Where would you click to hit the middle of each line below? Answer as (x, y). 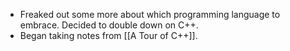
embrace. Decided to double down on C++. (109, 25)
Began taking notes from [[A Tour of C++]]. (108, 35)
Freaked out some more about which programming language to (150, 14)
